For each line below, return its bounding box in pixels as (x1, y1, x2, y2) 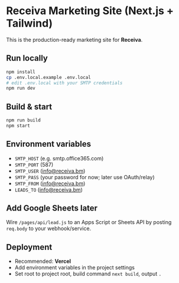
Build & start (6, 101, 53, 111)
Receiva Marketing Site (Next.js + (6, 4, 174, 18)
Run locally (6, 53, 48, 63)
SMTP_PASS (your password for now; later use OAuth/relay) (14, 173, 155, 180)
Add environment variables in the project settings (14, 264, 135, 271)
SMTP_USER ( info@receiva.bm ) (14, 167, 86, 175)
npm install (6, 69, 35, 75)
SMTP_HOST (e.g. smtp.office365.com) (14, 154, 104, 162)
